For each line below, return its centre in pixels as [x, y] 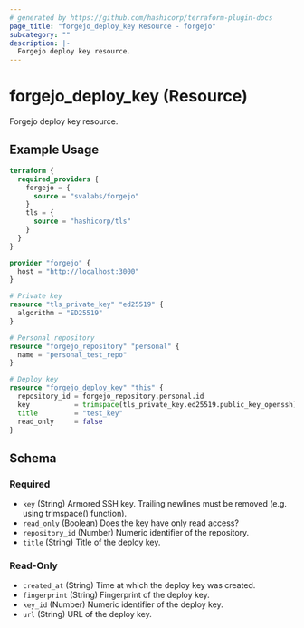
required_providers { [58, 179]
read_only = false [60, 421]
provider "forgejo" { [50, 263]
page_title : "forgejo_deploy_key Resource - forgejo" [113, 26]
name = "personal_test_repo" [72, 354]
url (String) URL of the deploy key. [87, 614]
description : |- [40, 43]
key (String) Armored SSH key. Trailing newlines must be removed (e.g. [155, 504]
